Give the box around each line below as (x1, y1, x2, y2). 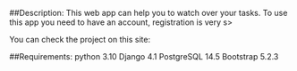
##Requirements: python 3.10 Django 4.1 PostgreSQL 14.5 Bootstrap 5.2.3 (9, 51, 279, 61)
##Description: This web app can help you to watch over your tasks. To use (9, 8, 288, 18)
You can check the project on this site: (9, 35, 150, 44)
